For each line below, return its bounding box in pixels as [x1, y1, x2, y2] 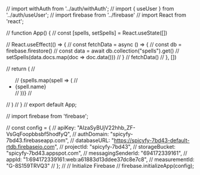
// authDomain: [72, 131, 109, 137]
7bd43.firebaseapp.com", [6, 137, 69, 144]
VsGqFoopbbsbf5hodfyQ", [6, 131, 72, 137]
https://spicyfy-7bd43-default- [113, 137, 190, 144]
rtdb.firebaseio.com [6, 143, 55, 150]
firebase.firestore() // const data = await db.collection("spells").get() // [6, 47, 180, 54]
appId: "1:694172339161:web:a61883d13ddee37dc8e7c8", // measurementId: [6, 156, 195, 163]
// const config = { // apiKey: [6, 124, 76, 131]
